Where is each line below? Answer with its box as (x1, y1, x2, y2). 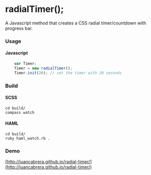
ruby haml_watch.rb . (5, 136, 50, 141)
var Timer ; (14, 61, 37, 66)
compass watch (5, 110, 35, 115)
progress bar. (5, 25, 33, 31)
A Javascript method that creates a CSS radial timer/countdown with (5, 20, 146, 26)
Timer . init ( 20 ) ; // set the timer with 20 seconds (14, 70, 122, 75)
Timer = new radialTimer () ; (14, 66, 72, 71)
